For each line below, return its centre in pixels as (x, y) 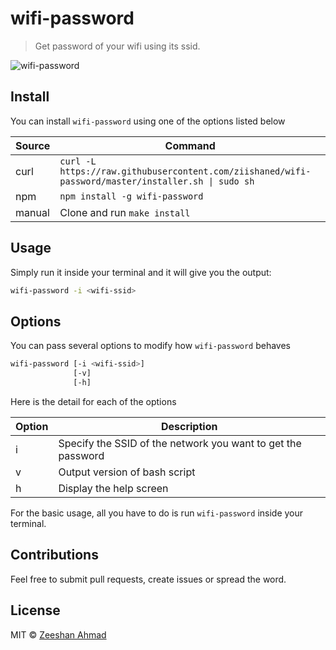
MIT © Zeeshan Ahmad (58, 634)
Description (189, 426)
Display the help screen (113, 488)
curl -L (78, 161)
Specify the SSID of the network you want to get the (180, 443)
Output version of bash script (127, 472)
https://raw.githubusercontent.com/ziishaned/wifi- (185, 171)
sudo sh (236, 181)
